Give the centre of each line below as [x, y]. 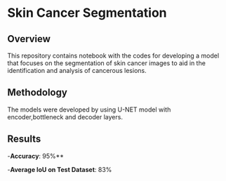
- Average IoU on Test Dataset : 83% [60, 169]
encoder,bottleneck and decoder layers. [65, 116]
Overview [29, 39]
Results [24, 139]
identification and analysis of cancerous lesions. [77, 71]
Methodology [38, 93]
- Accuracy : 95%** [36, 156]
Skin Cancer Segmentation [87, 13]
